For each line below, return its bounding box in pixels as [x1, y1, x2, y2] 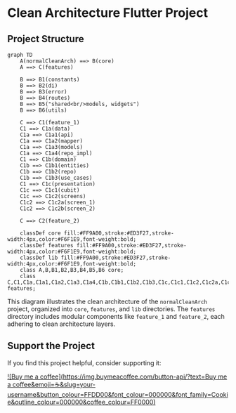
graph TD [7, 51, 33, 58]
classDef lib [20, 254, 58, 261]
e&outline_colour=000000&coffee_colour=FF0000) [7, 398, 156, 406]
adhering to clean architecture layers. [7, 320, 116, 328]
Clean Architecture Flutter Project [7, 5, 209, 21]
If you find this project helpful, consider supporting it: [7, 358, 162, 367]
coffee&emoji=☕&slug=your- [12, 380, 96, 388]
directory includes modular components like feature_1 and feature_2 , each [7, 313, 225, 320]
